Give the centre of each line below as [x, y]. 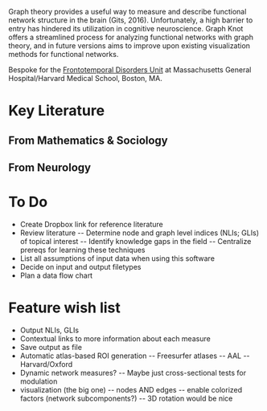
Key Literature [57, 111]
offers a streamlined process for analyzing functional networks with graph [131, 37]
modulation [39, 381]
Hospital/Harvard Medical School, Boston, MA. [85, 78]
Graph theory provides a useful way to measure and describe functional [127, 12]
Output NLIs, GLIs [49, 330]
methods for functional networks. [64, 54]
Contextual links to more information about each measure [115, 338]
